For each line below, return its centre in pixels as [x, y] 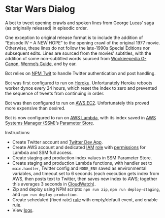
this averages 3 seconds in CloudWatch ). [54, 184]
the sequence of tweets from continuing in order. [55, 93]
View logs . [23, 210]
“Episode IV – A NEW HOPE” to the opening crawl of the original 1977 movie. [82, 42]
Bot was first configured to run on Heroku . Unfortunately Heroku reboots [79, 83]
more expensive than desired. [35, 108]
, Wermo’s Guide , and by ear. [48, 64]
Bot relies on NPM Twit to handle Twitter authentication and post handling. [81, 73]
